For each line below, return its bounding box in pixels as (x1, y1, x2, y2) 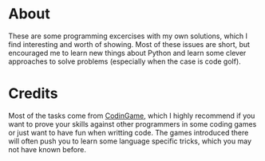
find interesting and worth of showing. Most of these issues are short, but (8, 39, 250, 49)
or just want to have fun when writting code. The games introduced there (8, 128, 249, 137)
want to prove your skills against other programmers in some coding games (8, 119, 257, 128)
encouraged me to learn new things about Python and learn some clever (8, 48, 247, 57)
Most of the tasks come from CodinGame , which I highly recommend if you (8, 111, 255, 120)
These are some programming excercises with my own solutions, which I (8, 31, 248, 41)
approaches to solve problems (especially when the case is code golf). (8, 57, 241, 66)
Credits (8, 84, 58, 103)
